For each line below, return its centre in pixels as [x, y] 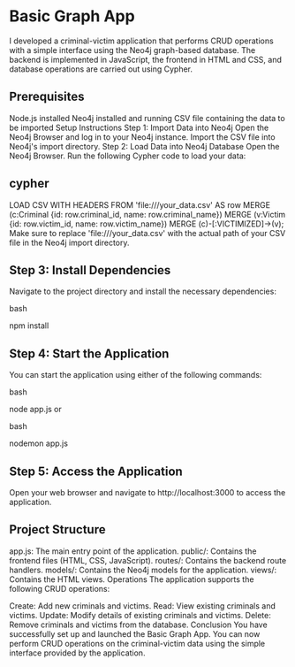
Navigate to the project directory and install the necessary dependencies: [143, 291]
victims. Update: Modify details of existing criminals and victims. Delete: [140, 615]
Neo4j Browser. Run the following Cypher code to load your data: [128, 156]
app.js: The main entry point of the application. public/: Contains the [133, 551]
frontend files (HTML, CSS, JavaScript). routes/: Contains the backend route [148, 560]
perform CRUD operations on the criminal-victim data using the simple [137, 643]
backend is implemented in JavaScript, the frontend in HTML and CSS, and [146, 59]
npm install [29, 326]
